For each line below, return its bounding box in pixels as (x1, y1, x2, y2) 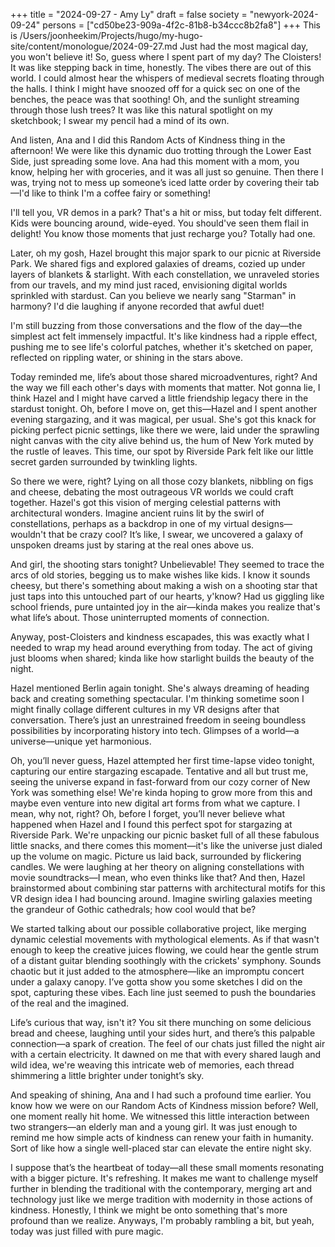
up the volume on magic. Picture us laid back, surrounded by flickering (10, 850, 302, 862)
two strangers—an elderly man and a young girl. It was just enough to (10, 1121, 298, 1133)
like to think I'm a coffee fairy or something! (31, 187, 211, 199)
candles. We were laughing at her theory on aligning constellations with (10, 861, 305, 873)
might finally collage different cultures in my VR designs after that (10, 704, 280, 715)
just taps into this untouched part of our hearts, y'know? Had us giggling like (10, 590, 325, 602)
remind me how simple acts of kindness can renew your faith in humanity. (10, 1132, 314, 1143)
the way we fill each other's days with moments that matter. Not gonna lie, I (10, 382, 321, 393)
